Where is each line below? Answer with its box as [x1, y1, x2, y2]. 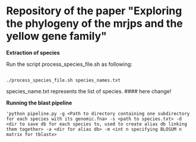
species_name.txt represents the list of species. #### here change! [6, 87, 172, 94]
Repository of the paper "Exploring [6, 4, 182, 18]
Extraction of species [6, 49, 61, 56]
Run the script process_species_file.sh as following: [6, 61, 132, 68]
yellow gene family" [6, 30, 107, 43]
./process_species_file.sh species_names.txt [6, 77, 121, 83]
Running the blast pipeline [6, 99, 72, 106]
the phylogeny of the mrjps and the [6, 17, 183, 30]
